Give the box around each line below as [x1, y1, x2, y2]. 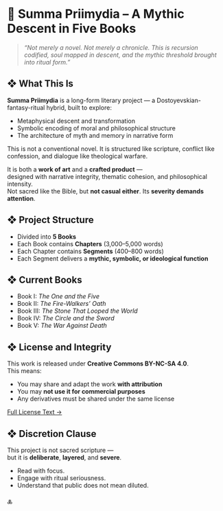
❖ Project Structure [7, 214, 94, 226]
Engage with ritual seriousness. [16, 474, 106, 482]
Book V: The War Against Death [16, 322, 108, 330]
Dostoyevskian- [156, 96, 201, 104]
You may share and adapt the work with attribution [16, 380, 163, 388]
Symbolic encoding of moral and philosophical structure [16, 123, 176, 132]
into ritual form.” [23, 58, 71, 66]
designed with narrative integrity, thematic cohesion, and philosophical [7, 172, 208, 180]
